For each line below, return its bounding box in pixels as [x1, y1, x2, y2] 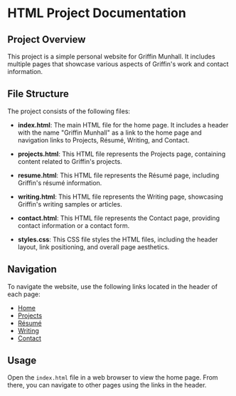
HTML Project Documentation [7, 5, 186, 21]
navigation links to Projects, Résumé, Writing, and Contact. [17, 135, 190, 144]
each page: [7, 290, 41, 298]
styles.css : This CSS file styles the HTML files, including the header [17, 235, 218, 244]
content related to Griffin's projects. [17, 157, 122, 165]
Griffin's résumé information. [17, 178, 102, 187]
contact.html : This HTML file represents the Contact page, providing [17, 214, 220, 222]
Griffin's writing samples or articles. [17, 199, 122, 208]
